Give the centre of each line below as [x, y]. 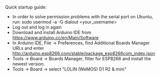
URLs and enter [28, 48]
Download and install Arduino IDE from [52, 32]
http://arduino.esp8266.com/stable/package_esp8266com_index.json [83, 53]
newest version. [28, 64]
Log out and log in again [37, 27]
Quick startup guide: [26, 7]
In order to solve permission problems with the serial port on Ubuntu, [83, 17]
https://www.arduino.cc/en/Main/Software [55, 38]
